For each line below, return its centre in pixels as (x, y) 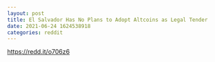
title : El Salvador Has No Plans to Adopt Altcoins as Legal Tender (107, 20)
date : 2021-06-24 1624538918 (49, 26)
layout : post (26, 13)
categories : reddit (35, 32)
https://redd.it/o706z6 (39, 52)
